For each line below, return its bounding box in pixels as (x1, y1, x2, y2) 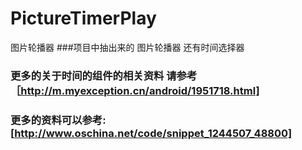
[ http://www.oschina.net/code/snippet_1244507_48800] (10, 126, 293, 140)
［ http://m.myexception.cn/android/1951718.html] (10, 83, 260, 97)
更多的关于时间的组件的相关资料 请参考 (10, 68, 198, 82)
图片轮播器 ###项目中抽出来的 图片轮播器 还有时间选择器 (10, 41, 245, 53)
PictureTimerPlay (10, 7, 157, 30)
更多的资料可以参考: (10, 113, 107, 127)
